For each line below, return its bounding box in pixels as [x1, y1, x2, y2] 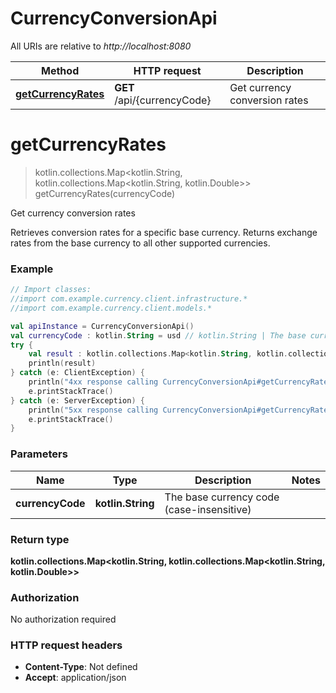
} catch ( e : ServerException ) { [10, 395, 145, 406]
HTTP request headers [10, 638, 123, 652]
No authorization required [10, 613, 117, 626]
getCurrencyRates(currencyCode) [34, 187, 176, 199]
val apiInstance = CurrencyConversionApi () [10, 321, 195, 331]
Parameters [10, 447, 68, 461]
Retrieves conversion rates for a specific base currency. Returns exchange [10, 226, 318, 238]
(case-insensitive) [164, 502, 252, 516]
